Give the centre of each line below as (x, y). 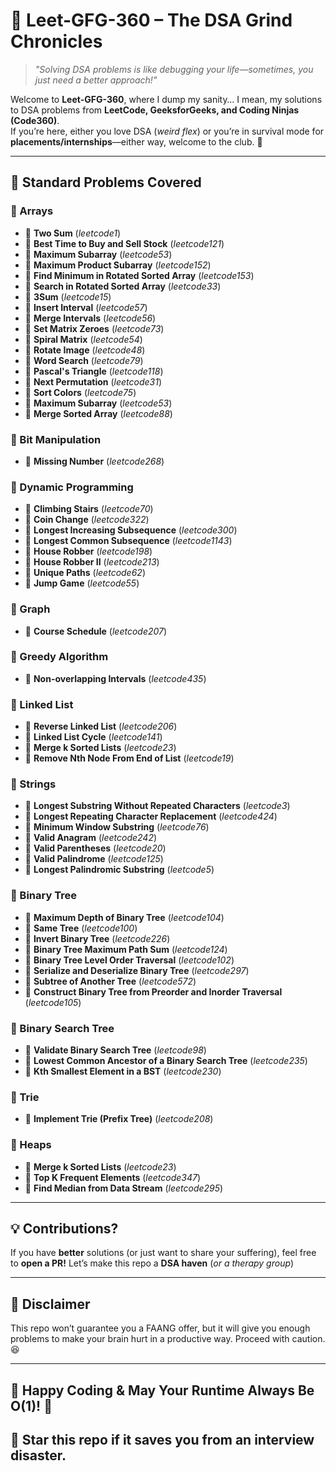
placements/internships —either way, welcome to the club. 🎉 (136, 141)
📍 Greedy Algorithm (59, 657)
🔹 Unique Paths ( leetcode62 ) (85, 573)
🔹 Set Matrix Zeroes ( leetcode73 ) (94, 328)
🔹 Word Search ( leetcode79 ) (84, 360)
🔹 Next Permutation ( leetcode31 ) (93, 381)
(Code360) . (35, 120)
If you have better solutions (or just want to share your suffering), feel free (163, 1253)
